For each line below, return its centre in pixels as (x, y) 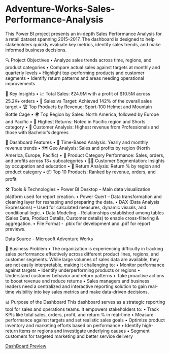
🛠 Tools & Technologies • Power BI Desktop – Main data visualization (78, 189)
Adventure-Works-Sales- (60, 9)
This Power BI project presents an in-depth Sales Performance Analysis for (84, 34)
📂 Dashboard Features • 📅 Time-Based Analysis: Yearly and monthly (77, 142)
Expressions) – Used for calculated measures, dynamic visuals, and (76, 207)
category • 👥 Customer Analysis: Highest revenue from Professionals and (82, 127)
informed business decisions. (36, 50)
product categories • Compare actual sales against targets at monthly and (83, 67)
